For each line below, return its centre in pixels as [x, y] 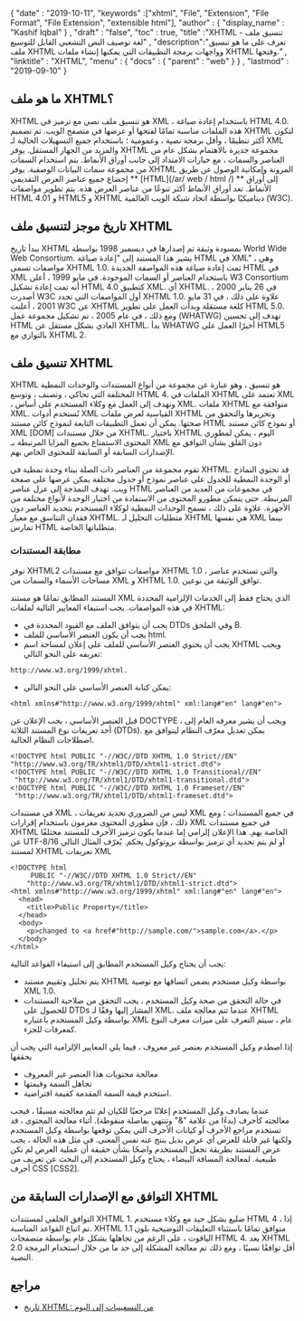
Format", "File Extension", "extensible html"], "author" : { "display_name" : [147, 23]
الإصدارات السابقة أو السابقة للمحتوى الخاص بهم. [93, 452]
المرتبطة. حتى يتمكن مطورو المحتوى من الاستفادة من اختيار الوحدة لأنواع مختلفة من [152, 499]
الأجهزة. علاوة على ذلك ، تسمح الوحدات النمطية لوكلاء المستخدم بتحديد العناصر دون [150, 508]
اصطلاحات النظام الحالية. [52, 739]
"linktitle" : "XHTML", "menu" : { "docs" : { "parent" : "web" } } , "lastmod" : [150, 61]
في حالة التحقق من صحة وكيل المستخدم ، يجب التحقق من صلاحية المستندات [152, 1000]
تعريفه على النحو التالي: [63, 653]
